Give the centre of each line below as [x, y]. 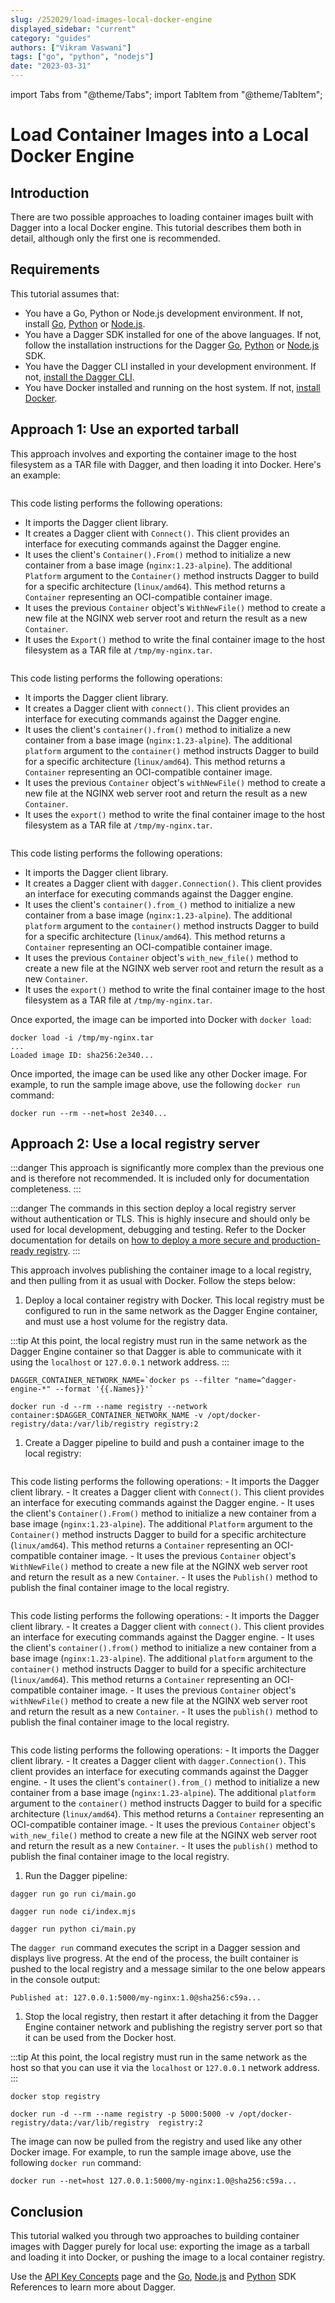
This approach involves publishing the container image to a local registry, [161, 1270]
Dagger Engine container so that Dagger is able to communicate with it [156, 1352]
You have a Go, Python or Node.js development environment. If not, [163, 313]
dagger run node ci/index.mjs [73, 1912]
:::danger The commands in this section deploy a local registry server [153, 1208]
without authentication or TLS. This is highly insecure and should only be [160, 1219]
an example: [35, 475]
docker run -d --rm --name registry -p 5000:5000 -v [122, 2114]
